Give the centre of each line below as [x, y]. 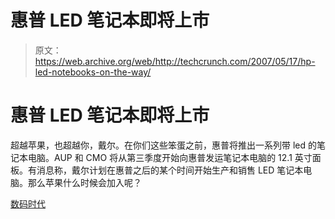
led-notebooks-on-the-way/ [93, 72]
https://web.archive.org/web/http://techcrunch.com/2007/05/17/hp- [175, 61]
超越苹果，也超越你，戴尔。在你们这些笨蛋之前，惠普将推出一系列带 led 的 [163, 145]
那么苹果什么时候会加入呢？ [84, 182]
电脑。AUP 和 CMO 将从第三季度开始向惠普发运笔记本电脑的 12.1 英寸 [170, 157]
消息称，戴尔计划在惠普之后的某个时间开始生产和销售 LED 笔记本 [170, 170]
